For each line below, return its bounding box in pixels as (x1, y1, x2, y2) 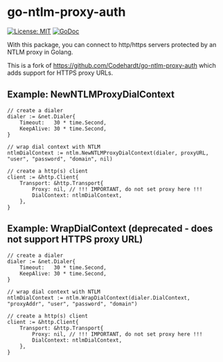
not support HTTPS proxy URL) (7, 233, 143, 246)
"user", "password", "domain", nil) (7, 155, 113, 163)
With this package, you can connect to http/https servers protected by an (7, 40, 217, 48)
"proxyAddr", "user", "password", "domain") (7, 300, 138, 307)
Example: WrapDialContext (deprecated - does (7, 223, 213, 235)
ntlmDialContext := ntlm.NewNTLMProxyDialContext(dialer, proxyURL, (7, 150, 209, 156)
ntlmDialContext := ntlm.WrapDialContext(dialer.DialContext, (7, 294, 190, 301)
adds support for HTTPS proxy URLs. (7, 69, 114, 77)
